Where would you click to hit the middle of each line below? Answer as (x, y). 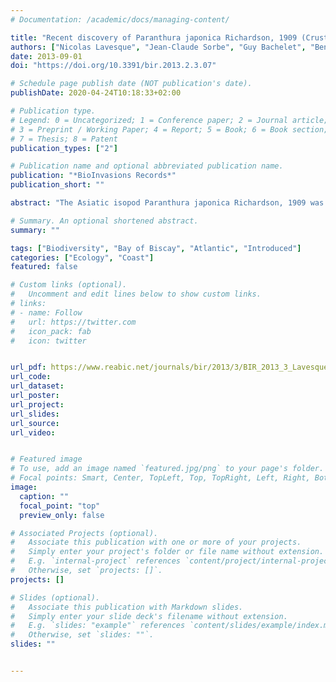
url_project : (37, 404)
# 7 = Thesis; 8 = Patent (64, 139)
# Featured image (46, 459)
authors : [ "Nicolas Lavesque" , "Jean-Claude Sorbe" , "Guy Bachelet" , (158, 47)
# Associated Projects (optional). (84, 533)
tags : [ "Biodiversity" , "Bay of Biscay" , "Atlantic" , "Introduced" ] (156, 248)
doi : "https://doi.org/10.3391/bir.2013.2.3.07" (113, 66)
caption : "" (44, 496)
